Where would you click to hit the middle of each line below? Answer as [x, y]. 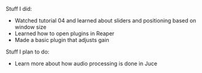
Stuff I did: [19, 9]
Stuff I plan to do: [28, 52]
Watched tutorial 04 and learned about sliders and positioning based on [105, 20]
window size [30, 27]
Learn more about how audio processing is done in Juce [86, 64]
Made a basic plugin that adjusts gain [62, 40]
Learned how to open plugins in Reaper [64, 33]
